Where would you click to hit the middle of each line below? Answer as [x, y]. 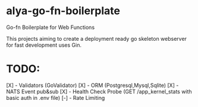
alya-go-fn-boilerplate [63, 11]
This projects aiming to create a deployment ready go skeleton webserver [97, 38]
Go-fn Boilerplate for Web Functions [51, 27]
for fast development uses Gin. [44, 45]
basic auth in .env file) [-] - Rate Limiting [56, 98]
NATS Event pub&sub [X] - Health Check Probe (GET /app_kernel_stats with [99, 91]
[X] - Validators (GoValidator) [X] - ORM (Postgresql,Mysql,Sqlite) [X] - [92, 85]
